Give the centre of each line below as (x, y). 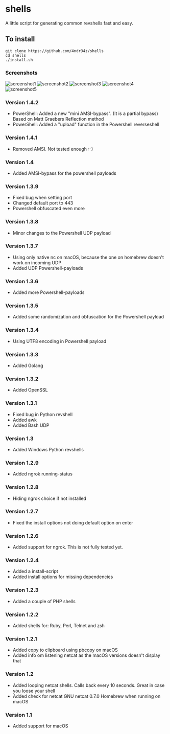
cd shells (16, 55)
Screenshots (21, 73)
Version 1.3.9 (22, 186)
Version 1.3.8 (22, 222)
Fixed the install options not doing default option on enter (73, 522)
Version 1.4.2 (22, 102)
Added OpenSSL (30, 390)
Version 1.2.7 (22, 512)
